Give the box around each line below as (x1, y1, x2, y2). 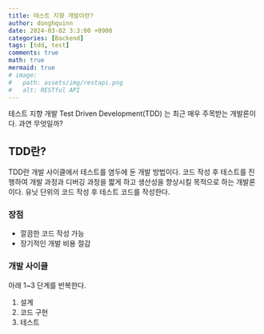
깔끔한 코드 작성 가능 (19, 229, 85, 238)
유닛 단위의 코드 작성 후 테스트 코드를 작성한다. (25, 187, 170, 197)
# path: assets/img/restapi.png (8, 78, 124, 86)
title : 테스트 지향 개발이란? (8, 11, 94, 20)
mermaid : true (8, 64, 56, 72)
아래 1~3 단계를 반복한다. (8, 280, 86, 290)
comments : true (8, 49, 59, 57)
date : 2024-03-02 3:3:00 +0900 (8, 26, 113, 34)
